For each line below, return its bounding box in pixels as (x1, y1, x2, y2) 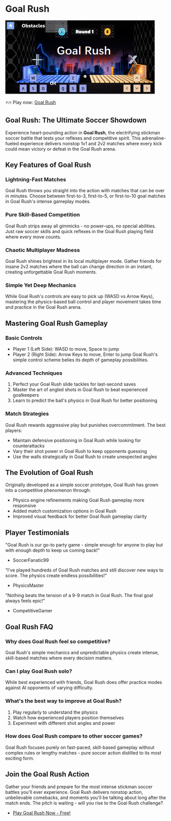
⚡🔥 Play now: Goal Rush (5, 99, 56, 105)
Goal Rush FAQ (5, 622, 54, 631)
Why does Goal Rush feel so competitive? (5, 637, 111, 645)
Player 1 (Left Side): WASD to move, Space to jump (12, 346, 119, 352)
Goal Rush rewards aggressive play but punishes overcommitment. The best (5, 422, 166, 428)
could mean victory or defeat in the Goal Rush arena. (5, 146, 116, 152)
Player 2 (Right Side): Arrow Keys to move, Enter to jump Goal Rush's (12, 351, 158, 358)
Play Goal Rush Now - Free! (12, 810, 71, 816)
